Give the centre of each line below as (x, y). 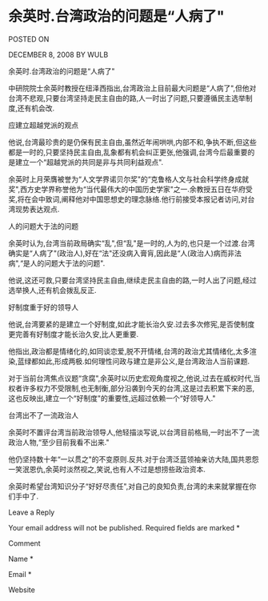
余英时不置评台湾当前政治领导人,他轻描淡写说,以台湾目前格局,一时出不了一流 (134, 432)
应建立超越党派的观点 (43, 125)
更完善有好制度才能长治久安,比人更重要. (74, 334)
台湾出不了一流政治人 (43, 415)
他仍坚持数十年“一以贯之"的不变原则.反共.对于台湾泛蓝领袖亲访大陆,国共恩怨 (134, 459)
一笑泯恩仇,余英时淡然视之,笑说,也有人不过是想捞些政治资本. (107, 469)
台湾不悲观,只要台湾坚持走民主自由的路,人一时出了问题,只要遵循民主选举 (127, 98)
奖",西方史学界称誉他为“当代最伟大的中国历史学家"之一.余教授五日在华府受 (131, 189)
